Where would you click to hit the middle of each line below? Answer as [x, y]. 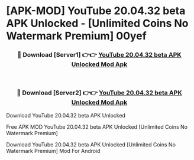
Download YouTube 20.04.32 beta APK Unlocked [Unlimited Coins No [91, 144]
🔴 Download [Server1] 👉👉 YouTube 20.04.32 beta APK [99, 55]
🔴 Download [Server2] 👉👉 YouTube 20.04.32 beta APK [99, 93]
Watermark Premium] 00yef [76, 36]
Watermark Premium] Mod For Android [53, 151]
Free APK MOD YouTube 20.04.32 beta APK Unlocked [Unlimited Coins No [97, 127]
